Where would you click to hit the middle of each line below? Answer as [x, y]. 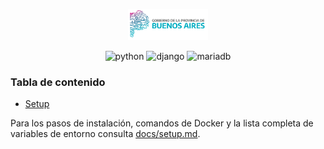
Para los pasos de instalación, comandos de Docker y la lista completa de [162, 123]
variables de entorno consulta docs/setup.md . [105, 134]
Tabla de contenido [58, 82]
